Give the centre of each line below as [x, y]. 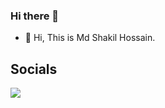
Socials [34, 69]
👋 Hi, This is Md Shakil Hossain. [90, 38]
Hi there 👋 [35, 16]
